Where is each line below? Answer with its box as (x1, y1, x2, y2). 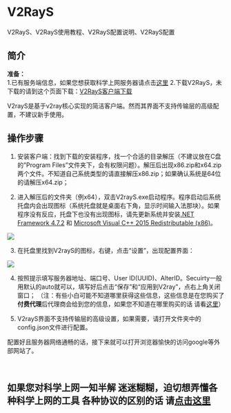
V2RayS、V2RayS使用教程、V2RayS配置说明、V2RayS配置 (7, 28, 175, 36)
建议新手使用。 (25, 110, 68, 118)
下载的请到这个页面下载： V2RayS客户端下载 (7, 87, 132, 95)
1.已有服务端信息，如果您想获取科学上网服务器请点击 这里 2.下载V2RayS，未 (7, 78, 222, 86)
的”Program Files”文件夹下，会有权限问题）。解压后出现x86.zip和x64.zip (17, 160, 222, 169)
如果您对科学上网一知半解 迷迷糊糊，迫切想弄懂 (7, 381, 209, 394)
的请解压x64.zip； (17, 177, 69, 186)
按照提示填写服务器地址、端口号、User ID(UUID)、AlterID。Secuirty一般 (17, 273, 222, 282)
